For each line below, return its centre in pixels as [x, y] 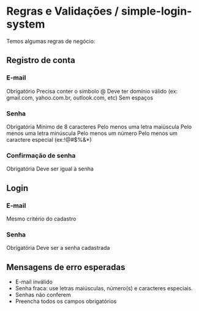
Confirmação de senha [41, 155]
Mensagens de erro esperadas [66, 267]
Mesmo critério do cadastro [41, 219]
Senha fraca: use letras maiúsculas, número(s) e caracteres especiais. [104, 288]
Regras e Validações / [63, 11]
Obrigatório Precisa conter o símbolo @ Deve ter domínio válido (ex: [92, 91]
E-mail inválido [34, 282]
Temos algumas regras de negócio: [51, 41]
